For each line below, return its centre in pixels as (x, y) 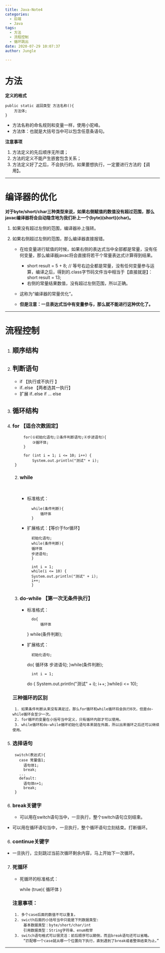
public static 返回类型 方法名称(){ (40, 106)
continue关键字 (31, 841)
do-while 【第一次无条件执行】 (56, 598)
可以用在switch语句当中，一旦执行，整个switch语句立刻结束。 (82, 817)
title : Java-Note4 (24, 10)
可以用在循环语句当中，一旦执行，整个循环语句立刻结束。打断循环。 (81, 827)
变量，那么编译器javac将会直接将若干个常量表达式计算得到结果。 (90, 255)
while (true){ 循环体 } (41, 889)
